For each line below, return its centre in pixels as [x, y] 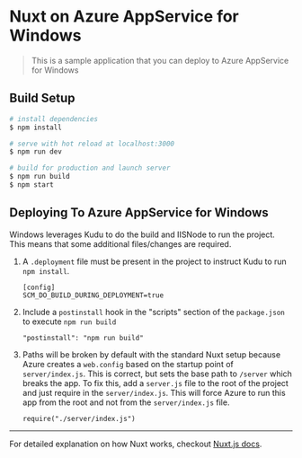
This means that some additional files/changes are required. [120, 243]
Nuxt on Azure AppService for [124, 17]
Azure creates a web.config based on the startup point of [128, 364]
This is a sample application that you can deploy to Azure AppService [160, 60]
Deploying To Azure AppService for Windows [139, 213]
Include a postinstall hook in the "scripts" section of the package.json [153, 312]
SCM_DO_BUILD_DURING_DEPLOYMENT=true [93, 295]
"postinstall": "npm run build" [83, 338]
